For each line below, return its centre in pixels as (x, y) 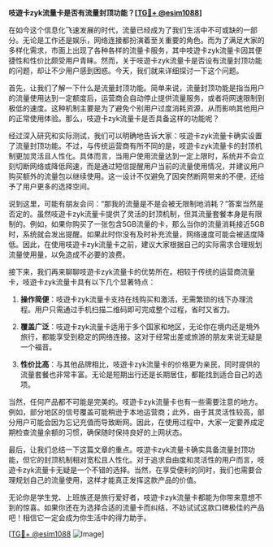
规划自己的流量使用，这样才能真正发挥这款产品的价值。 (108, 480)
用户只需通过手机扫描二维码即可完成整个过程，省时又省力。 (134, 309)
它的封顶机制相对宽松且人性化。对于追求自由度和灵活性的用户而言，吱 (147, 460)
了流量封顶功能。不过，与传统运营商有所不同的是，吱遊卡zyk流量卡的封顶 (132, 146)
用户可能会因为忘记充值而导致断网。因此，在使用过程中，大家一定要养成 (136, 422)
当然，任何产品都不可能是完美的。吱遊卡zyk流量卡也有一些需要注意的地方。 (135, 402)
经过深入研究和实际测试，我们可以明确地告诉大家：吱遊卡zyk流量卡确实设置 (135, 136)
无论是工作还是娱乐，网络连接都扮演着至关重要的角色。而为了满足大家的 (143, 40)
